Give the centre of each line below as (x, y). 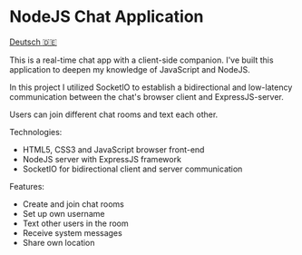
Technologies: (36, 132)
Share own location (58, 242)
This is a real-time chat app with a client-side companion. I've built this (141, 60)
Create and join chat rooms (73, 204)
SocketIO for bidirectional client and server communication (132, 169)
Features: (27, 186)
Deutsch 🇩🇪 (33, 42)
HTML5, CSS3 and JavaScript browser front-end (113, 149)
